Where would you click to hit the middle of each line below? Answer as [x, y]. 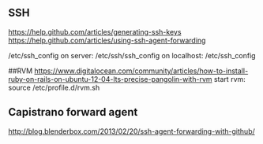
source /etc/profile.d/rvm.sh [54, 87]
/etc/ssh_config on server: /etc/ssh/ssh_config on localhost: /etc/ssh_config [132, 55]
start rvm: [230, 79]
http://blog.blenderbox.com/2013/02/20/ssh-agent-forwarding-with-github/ [131, 131]
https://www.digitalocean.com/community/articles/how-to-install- [141, 71]
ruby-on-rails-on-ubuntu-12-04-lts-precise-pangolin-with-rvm [110, 79]
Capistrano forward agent [73, 112]
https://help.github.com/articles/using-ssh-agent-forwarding [107, 40]
